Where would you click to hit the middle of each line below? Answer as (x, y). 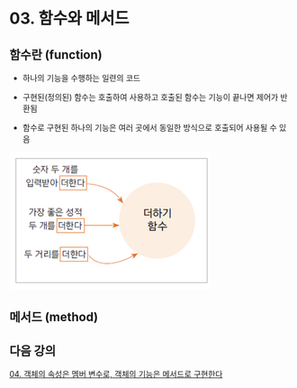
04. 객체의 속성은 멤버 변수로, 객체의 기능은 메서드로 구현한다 (116, 374)
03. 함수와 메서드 (69, 18)
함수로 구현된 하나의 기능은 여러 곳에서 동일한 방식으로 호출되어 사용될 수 (149, 128)
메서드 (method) (54, 317)
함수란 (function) (56, 55)
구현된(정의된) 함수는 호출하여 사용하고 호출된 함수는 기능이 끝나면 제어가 (150, 97)
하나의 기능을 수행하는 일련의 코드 (81, 78)
